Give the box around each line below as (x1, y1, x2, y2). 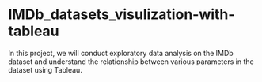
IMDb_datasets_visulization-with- (8, 6, 235, 24)
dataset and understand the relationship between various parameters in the (8, 57, 255, 66)
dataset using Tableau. (8, 65, 83, 74)
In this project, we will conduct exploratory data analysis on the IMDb (8, 48, 234, 58)
